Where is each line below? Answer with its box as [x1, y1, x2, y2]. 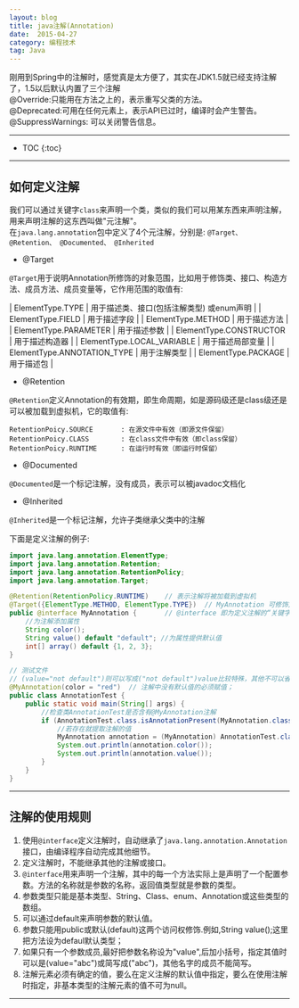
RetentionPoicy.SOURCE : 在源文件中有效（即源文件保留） [9, 425, 229, 434]
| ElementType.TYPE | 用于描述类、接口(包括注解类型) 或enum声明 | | [9, 302, 262, 313]
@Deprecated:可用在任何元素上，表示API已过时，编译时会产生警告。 [9, 105, 263, 116]
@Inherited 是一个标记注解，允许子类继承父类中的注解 [9, 514, 206, 525]
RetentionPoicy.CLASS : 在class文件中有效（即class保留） [9, 434, 242, 443]
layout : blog [9, 12, 58, 22]
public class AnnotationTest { [9, 691, 125, 700]
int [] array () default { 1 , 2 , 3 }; [25, 641, 153, 651]
